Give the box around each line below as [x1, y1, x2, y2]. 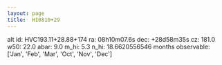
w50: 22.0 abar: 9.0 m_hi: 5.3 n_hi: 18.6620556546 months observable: [7, 42, 210, 51]
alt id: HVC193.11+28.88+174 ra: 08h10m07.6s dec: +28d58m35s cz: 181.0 [7, 35, 216, 43]
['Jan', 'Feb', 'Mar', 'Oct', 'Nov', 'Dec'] [7, 49, 113, 58]
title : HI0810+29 [7, 16, 60, 23]
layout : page [7, 10, 45, 17]
